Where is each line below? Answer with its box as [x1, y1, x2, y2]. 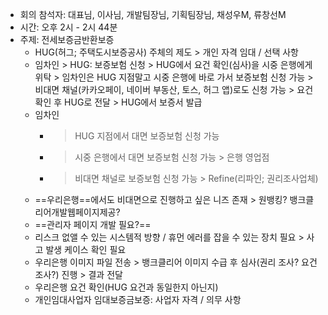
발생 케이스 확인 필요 [45, 244, 127, 255]
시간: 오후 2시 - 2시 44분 [19, 21, 118, 33]
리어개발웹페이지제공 [34, 206, 117, 218]
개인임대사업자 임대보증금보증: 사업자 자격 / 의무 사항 [34, 294, 242, 305]
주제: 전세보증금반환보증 [19, 34, 115, 45]
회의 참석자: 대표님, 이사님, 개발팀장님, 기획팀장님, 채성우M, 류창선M [19, 9, 287, 20]
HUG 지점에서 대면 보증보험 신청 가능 [74, 130, 220, 142]
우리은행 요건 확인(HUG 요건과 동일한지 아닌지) [34, 281, 219, 293]
